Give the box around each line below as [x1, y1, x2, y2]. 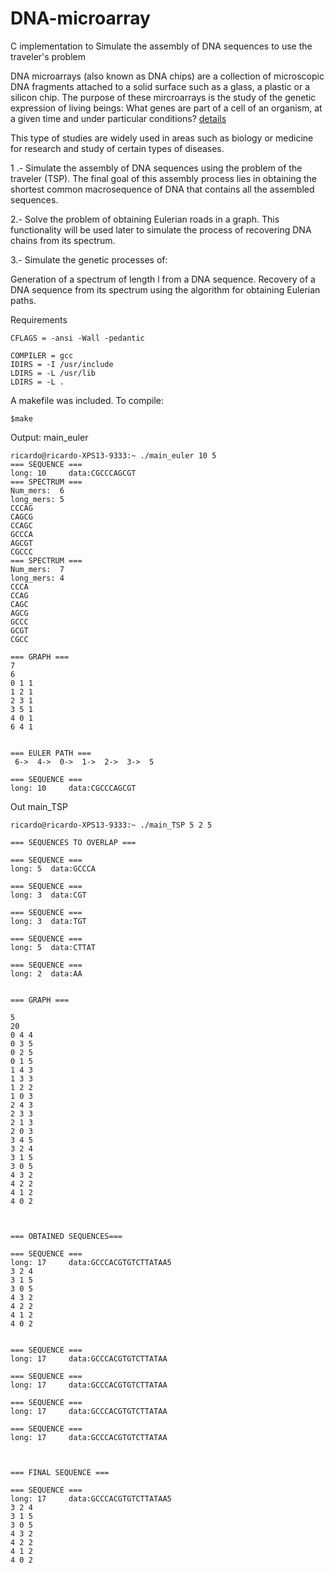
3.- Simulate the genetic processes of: [10, 253, 168, 266]
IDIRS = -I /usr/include [10, 359, 114, 369]
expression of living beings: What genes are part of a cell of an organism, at [10, 102, 323, 114]
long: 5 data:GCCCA [10, 863, 97, 874]
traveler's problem [10, 50, 87, 62]
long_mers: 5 [10, 494, 65, 504]
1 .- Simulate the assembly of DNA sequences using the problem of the [10, 162, 303, 174]
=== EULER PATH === [10, 748, 92, 758]
